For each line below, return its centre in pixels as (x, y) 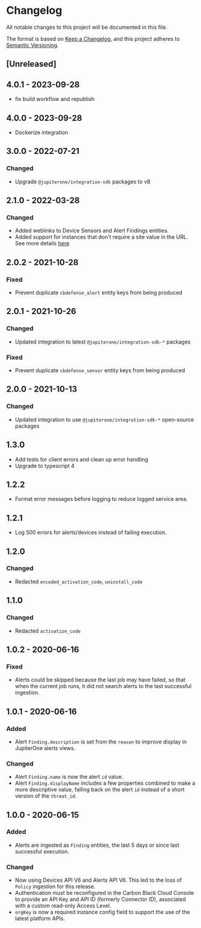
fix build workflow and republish (55, 99)
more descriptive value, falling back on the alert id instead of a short (100, 790)
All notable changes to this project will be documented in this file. (87, 27)
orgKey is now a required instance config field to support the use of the (102, 912)
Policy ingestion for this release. (55, 887)
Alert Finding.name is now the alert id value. (69, 777)
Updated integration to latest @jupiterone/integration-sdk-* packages (103, 342)
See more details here (42, 244)
